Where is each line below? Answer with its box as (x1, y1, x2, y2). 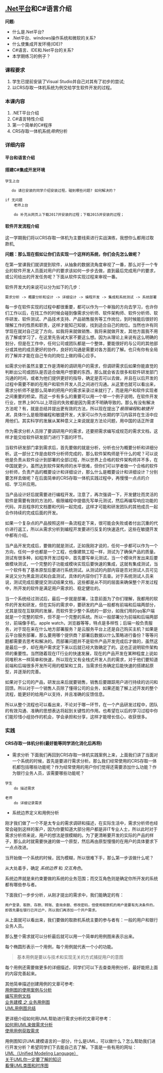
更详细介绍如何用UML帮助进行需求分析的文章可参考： (5, 1016, 113, 1022)
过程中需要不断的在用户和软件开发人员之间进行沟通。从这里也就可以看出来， (5, 382, 158, 387)
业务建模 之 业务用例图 (5, 999, 50, 1005)
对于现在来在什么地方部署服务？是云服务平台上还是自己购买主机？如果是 (13, 626, 158, 632)
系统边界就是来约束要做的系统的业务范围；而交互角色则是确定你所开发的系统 (5, 876, 158, 881)
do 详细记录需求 (14, 801, 42, 805)
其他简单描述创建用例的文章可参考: (5, 981, 75, 987)
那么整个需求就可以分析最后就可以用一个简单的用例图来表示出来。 (5, 934, 137, 939)
